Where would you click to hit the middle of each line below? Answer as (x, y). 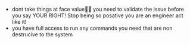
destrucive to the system (42, 34)
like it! (19, 22)
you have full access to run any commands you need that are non (92, 28)
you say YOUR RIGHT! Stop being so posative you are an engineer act (97, 15)
